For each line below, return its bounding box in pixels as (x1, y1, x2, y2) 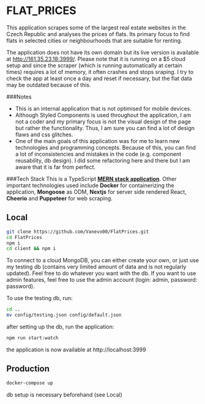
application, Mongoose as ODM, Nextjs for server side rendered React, (6, 188, 187, 196)
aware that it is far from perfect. (15, 163, 96, 171)
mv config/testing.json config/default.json (6, 312, 122, 318)
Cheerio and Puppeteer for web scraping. (6, 194, 113, 202)
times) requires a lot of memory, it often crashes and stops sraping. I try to (6, 68, 194, 75)
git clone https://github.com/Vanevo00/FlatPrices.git (6, 229, 149, 235)
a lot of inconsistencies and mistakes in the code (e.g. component (15, 150, 182, 158)
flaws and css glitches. (15, 131, 73, 138)
